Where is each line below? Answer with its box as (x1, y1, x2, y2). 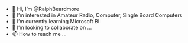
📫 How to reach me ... (11, 31, 67, 37)
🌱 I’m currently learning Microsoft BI (11, 18, 100, 24)
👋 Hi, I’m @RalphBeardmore (11, 6, 80, 12)
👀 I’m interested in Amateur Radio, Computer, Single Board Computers (11, 12, 183, 19)
